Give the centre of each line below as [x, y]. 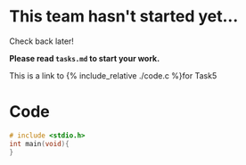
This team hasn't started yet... [124, 16]
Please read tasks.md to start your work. [85, 58]
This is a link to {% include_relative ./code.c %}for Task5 [113, 75]
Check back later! [41, 41]
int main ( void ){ [39, 144]
